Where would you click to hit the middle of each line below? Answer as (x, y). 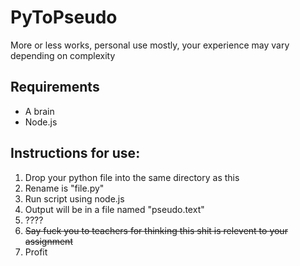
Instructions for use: (75, 153)
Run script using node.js (74, 198)
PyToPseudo (64, 17)
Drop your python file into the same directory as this (132, 177)
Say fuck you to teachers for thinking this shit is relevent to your (156, 230)
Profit (36, 252)
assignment (48, 241)
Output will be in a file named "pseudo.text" (114, 209)
